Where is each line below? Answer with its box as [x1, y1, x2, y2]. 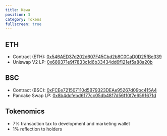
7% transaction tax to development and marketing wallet [12, 120, 130, 126]
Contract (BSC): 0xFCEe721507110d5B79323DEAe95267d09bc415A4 [12, 87, 157, 93]
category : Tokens [5, 17, 42, 22]
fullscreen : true [5, 21, 42, 27]
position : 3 [5, 12, 30, 17]
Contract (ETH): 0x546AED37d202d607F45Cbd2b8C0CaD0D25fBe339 [12, 54, 162, 60]
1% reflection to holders [12, 126, 62, 132]
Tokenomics [5, 107, 45, 116]
